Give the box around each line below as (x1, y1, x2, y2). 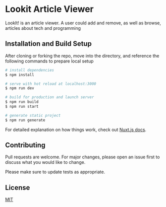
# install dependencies (5, 68, 55, 72)
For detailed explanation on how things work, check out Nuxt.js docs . (5, 127, 147, 133)
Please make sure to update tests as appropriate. (5, 169, 106, 175)
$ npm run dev (5, 86, 35, 91)
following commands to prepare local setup (5, 58, 94, 64)
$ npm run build (5, 99, 39, 105)
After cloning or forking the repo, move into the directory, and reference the (5, 53, 160, 59)
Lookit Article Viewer (5, 3, 94, 15)
